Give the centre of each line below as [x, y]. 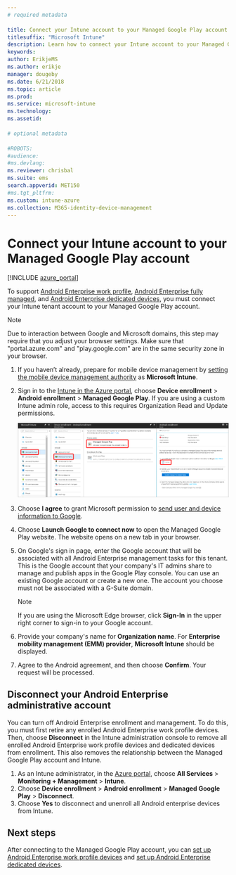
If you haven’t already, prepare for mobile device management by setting [123, 370]
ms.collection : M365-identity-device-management [80, 207]
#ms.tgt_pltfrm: [31, 193]
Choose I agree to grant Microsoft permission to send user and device [119, 508]
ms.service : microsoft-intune [52, 104]
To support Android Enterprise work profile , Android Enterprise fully [105, 291]
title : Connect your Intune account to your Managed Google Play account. [119, 30]
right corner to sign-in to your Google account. [85, 622]
